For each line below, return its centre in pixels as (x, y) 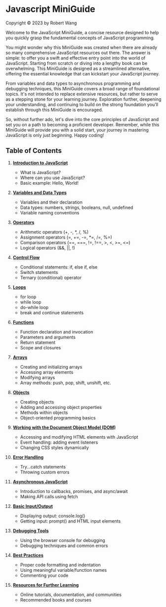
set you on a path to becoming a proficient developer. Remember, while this (83, 125)
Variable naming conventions (50, 212)
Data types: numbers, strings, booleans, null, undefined (77, 207)
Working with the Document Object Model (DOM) (64, 427)
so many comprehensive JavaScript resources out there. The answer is (78, 53)
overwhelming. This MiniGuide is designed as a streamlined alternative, (78, 68)
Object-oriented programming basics (58, 417)
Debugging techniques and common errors (64, 545)
